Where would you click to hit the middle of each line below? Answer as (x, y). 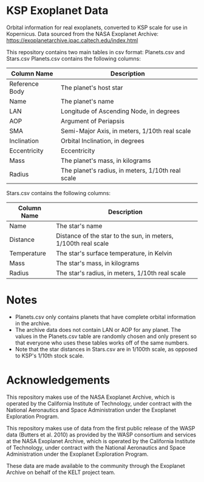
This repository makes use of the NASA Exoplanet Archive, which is (91, 397)
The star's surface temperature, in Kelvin (114, 253)
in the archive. (33, 323)
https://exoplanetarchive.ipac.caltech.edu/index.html (72, 40)
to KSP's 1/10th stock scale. (49, 356)
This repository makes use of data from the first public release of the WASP (101, 428)
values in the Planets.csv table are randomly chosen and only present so (106, 336)
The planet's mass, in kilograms (106, 160)
